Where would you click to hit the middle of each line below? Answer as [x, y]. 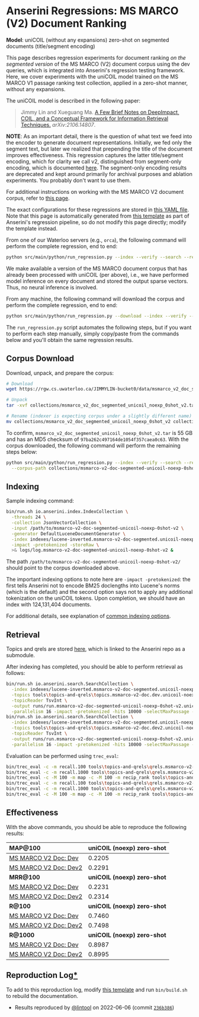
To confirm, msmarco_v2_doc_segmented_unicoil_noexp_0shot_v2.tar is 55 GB [99, 433]
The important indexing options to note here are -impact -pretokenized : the [98, 580]
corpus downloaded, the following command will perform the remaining [93, 445]
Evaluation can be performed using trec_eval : [62, 756]
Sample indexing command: [40, 501]
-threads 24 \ [29, 517]
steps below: [22, 452]
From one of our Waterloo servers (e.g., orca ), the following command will [96, 240]
